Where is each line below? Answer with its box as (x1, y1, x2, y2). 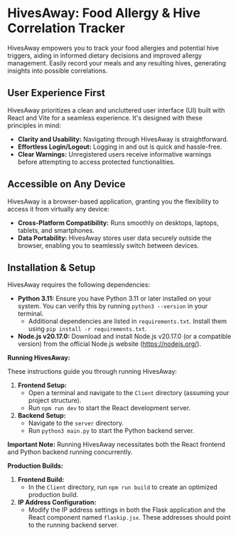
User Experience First (7, 87, 105, 99)
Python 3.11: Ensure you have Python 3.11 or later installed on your (17, 294, 212, 303)
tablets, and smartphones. (17, 226, 94, 234)
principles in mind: (7, 121, 62, 130)
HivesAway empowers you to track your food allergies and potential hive (7, 43, 219, 52)
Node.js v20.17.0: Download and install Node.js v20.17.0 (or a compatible (17, 332, 232, 341)
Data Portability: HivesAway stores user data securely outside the (17, 233, 212, 242)
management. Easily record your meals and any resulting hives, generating (7, 58, 226, 67)
